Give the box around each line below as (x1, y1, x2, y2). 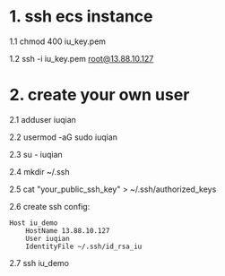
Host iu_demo (9, 218, 58, 228)
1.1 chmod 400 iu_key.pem (9, 36, 106, 47)
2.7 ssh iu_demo (9, 257, 70, 268)
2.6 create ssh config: (9, 201, 91, 211)
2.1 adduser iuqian (9, 114, 76, 125)
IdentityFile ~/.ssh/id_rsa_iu (25, 242, 143, 251)
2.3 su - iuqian (9, 149, 63, 160)
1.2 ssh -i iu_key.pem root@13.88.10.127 (9, 53, 154, 64)
